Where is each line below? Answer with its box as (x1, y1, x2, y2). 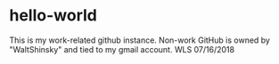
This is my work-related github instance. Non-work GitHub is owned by (9, 35, 270, 45)
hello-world (9, 5, 98, 26)
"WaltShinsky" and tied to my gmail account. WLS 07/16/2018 (9, 44, 234, 54)
